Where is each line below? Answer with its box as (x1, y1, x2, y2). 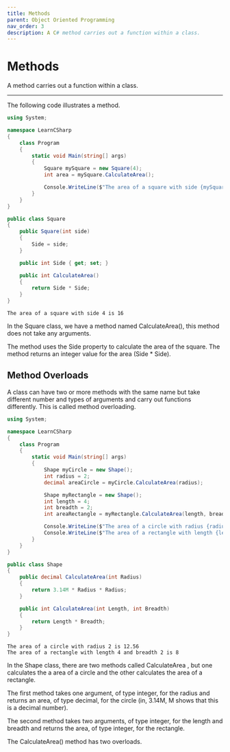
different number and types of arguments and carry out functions (7, 395, 192, 403)
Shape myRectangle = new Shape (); (43, 491, 142, 498)
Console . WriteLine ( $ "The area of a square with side (43, 184, 197, 191)
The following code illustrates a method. (7, 101, 120, 110)
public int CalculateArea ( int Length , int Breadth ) (19, 605, 170, 612)
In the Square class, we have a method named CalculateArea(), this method (7, 322, 220, 330)
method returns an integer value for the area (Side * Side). (7, 350, 171, 358)
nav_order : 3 (7, 23, 44, 30)
